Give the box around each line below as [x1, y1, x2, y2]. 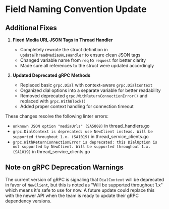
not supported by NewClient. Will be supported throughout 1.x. [12, 144, 151, 149]
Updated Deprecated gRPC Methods [12, 72, 91, 78]
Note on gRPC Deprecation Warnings [5, 163, 124, 172]
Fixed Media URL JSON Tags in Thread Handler [12, 37, 113, 43]
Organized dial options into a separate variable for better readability [20, 87, 161, 93]
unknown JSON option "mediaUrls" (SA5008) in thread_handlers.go [12, 123, 150, 129]
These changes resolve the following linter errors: [5, 113, 108, 119]
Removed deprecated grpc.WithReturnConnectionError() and [20, 93, 148, 98]
